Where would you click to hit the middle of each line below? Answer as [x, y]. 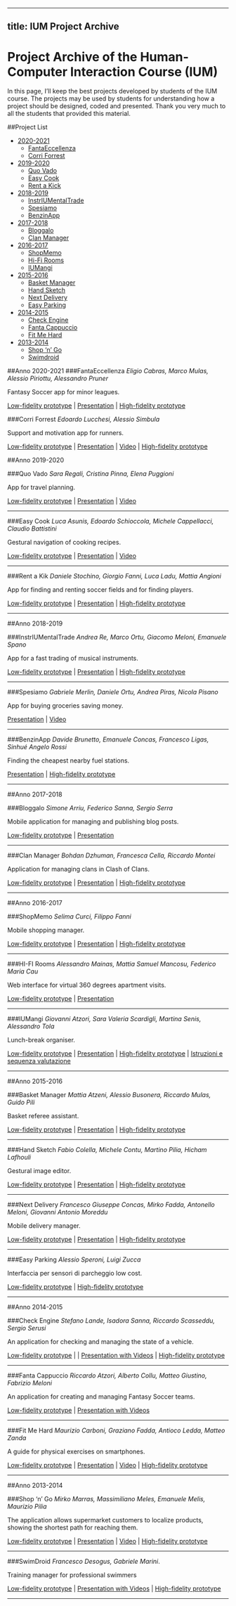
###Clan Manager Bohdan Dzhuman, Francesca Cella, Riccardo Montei [111, 855]
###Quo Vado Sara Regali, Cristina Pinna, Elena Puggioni [91, 474]
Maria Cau [23, 971]
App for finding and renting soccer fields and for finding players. [100, 590]
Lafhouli [19, 1158]
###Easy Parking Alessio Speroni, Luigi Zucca [74, 1259]
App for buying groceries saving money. [65, 706]
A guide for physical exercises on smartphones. [76, 1451]
